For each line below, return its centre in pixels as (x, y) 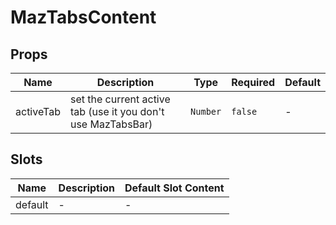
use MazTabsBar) (111, 124)
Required (253, 82)
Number (206, 111)
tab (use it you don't (117, 111)
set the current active (120, 99)
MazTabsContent (83, 17)
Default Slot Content (174, 188)
